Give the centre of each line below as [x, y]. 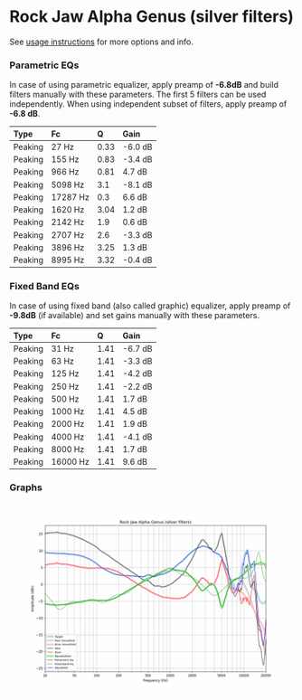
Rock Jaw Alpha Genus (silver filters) [151, 17]
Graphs [26, 487]
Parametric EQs [44, 65]
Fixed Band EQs [44, 286]
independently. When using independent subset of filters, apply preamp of [148, 104]
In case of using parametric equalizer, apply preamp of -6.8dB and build [144, 85]
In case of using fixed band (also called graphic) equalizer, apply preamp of [150, 306]
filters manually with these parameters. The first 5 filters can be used [138, 95]
